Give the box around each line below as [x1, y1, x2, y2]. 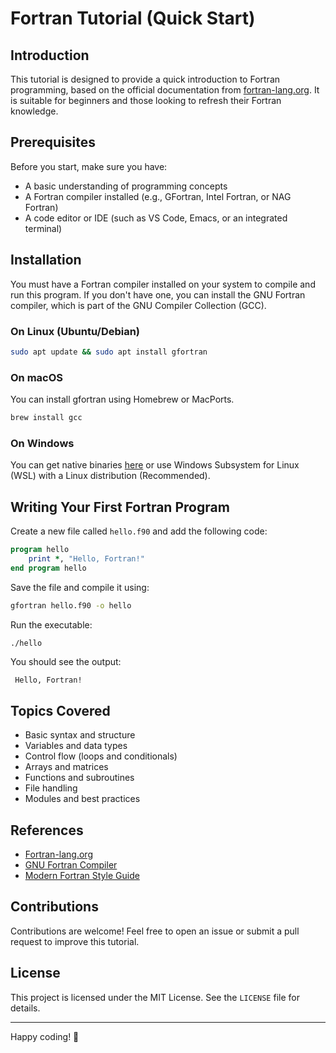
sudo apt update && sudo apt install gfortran [10, 347, 208, 357]
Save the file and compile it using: [10, 581, 150, 593]
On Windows [10, 436, 75, 450]
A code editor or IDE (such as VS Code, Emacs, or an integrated [24, 212, 288, 224]
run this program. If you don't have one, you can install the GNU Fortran [10, 288, 306, 301]
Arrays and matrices [24, 761, 109, 773]
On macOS [10, 370, 64, 384]
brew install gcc [10, 413, 83, 423]
